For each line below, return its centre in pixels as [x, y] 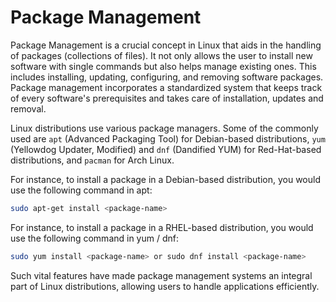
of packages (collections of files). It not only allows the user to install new [161, 55]
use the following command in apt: [81, 190]
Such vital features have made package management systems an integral [161, 275]
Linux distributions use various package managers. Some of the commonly [164, 128]
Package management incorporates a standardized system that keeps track [166, 87]
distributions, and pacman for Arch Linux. [92, 160]
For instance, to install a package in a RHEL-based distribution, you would [162, 227]
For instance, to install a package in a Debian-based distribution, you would [165, 179]
